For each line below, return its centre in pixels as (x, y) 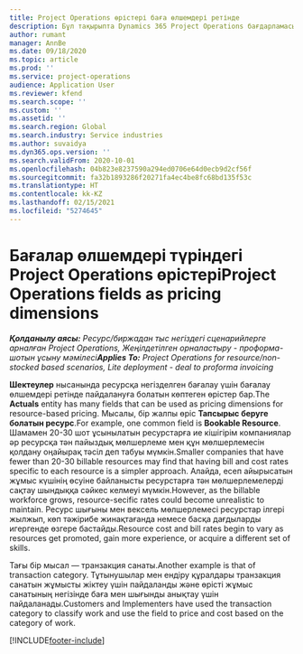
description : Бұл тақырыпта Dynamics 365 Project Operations (127, 26)
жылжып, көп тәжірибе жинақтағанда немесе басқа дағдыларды (135, 519)
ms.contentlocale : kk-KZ (56, 194)
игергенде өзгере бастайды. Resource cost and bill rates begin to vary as (147, 528)
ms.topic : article (44, 60)
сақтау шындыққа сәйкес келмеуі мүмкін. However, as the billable (135, 490)
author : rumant (38, 34)
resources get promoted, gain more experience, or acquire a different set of (150, 537)
